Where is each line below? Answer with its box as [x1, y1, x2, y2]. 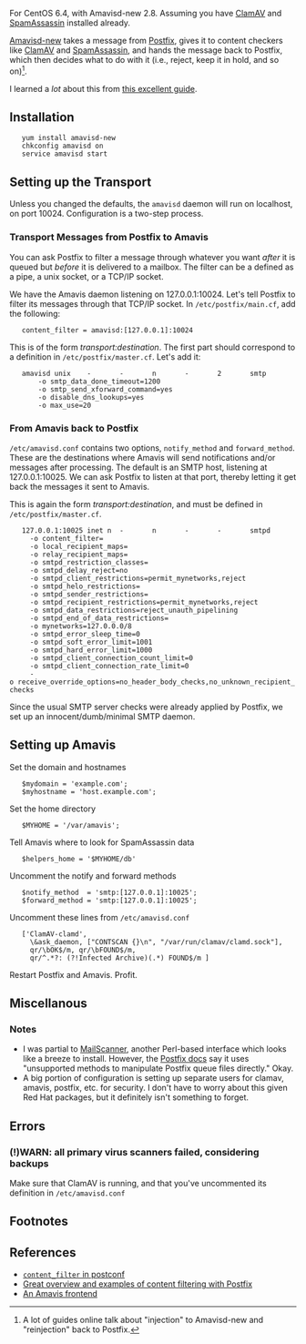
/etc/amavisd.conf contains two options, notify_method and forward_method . [9, 442, 296, 453]
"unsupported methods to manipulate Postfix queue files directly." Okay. [22, 1063, 294, 1074]
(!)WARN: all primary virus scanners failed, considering [9, 1145, 260, 1158]
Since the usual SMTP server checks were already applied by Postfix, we [9, 701, 284, 712]
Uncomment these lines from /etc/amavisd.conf [9, 911, 190, 922]
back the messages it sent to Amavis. [9, 481, 150, 492]
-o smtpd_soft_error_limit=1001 [29, 637, 153, 647]
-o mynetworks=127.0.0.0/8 [29, 621, 132, 631]
